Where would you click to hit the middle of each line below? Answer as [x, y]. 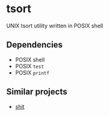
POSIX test [30, 66]
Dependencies [34, 45]
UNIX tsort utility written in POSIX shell [55, 26]
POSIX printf [32, 73]
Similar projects [37, 92]
